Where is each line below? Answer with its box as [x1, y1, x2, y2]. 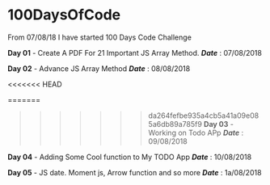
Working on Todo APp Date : [148, 128, 244, 137]
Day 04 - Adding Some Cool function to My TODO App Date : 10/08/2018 [7, 152, 252, 162]
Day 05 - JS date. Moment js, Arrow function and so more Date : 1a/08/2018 [7, 167, 262, 177]
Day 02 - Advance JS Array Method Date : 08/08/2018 [7, 63, 191, 74]
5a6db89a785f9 [148, 119, 203, 128]
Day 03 [204, 119, 229, 128]
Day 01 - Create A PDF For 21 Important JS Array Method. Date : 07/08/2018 [7, 48, 262, 57]
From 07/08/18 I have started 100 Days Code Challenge [7, 32, 192, 42]
